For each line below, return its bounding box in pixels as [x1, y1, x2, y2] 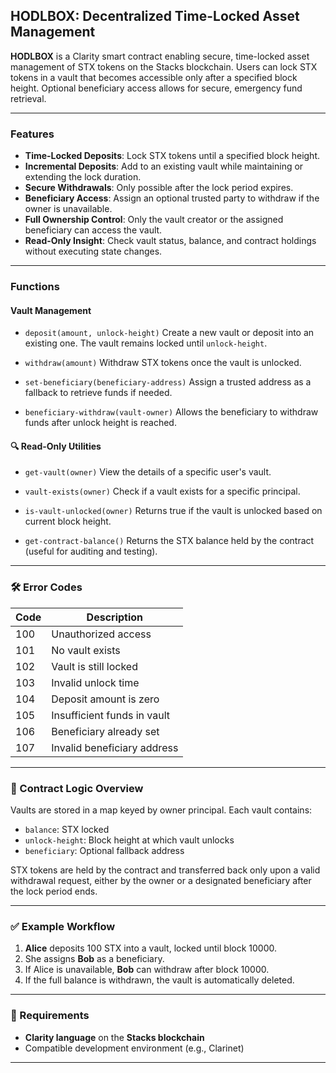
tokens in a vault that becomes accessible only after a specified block [10, 71, 298, 83]
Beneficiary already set [51, 724, 160, 738]
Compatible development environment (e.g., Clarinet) [24, 1042, 245, 1054]
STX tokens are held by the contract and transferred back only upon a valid [10, 864, 321, 876]
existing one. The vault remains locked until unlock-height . [24, 337, 268, 349]
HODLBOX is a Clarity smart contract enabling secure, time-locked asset [10, 50, 310, 62]
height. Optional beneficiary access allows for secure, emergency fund [10, 82, 303, 94]
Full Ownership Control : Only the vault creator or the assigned [24, 214, 284, 226]
